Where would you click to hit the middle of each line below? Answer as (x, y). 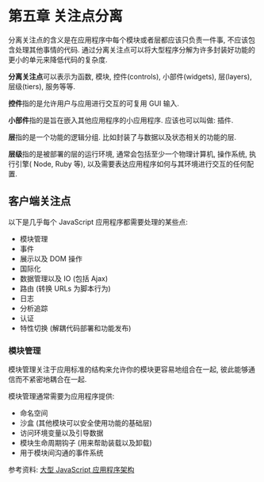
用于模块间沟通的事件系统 (61, 453)
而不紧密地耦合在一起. (51, 380)
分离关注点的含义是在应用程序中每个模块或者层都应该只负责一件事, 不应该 (128, 40)
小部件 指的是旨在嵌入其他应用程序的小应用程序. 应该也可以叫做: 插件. (121, 120)
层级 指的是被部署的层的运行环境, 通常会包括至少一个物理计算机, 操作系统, (128, 154)
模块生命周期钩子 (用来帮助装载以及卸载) (86, 443)
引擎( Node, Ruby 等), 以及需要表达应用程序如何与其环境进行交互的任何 (131, 164)
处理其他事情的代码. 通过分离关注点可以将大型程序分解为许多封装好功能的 (135, 49)
